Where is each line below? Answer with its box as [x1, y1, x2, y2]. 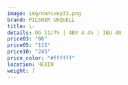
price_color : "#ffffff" [7, 55, 76, 62]
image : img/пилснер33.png [7, 10, 81, 17]
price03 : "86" [7, 36, 48, 42]
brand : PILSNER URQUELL [7, 16, 76, 23]
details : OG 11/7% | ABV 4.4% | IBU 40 [7, 29, 122, 36]
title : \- [7, 23, 36, 29]
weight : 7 [7, 67, 36, 74]
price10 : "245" [7, 49, 51, 56]
